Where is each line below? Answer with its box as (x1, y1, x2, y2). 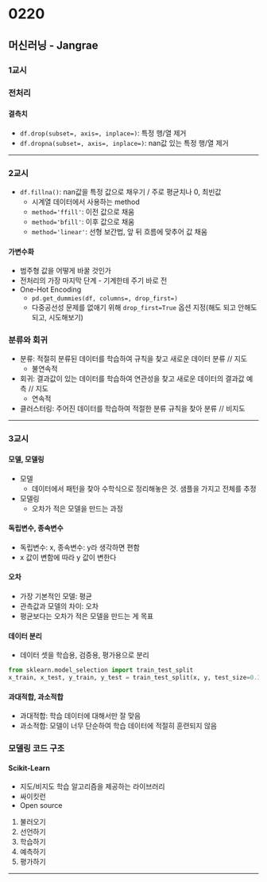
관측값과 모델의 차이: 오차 (19, 601, 99, 610)
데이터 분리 (8, 631, 42, 641)
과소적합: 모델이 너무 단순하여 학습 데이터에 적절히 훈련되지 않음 (19, 721, 217, 731)
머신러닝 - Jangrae (8, 38, 99, 52)
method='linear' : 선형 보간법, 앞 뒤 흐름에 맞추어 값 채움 (31, 226, 208, 236)
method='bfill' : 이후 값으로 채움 (31, 217, 135, 226)
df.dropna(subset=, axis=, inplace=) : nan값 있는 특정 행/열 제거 (19, 138, 229, 147)
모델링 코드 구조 (8, 743, 65, 754)
